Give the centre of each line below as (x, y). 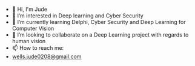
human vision (29, 41)
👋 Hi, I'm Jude (29, 9)
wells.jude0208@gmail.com (47, 56)
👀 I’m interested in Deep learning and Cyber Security (78, 16)
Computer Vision (33, 28)
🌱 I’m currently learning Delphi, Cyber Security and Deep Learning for (99, 22)
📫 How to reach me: (38, 48)
